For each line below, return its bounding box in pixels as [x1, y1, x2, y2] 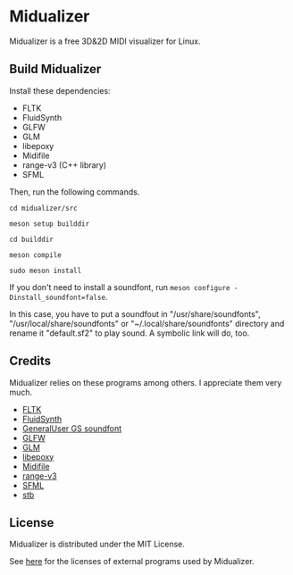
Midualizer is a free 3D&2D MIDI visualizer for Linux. [9, 36, 201, 46]
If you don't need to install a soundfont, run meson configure [9, 281, 230, 292]
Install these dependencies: [9, 85, 111, 96]
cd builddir [9, 235, 54, 244]
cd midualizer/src [9, 204, 78, 212]
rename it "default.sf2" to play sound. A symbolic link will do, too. [9, 328, 250, 338]
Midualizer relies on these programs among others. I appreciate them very [9, 377, 282, 387]
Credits [9, 354, 52, 369]
